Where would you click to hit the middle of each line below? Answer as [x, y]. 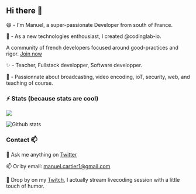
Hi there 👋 [24, 11]
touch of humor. [25, 186]
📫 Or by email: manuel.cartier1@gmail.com [58, 167]
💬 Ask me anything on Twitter [42, 155]
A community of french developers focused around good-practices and [92, 47]
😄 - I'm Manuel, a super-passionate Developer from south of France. [89, 25]
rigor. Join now [24, 54]
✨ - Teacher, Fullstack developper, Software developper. [74, 65]
